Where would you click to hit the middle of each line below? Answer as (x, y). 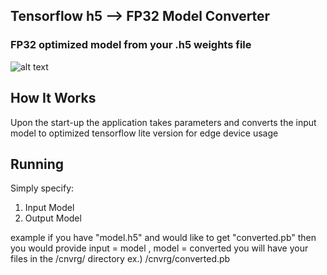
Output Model (53, 218)
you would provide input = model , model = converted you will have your (159, 248)
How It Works (53, 98)
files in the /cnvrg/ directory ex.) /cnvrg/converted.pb (120, 259)
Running (37, 164)
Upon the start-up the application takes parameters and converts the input (163, 122)
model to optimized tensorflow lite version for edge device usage (144, 133)
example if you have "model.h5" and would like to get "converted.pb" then (163, 238)
